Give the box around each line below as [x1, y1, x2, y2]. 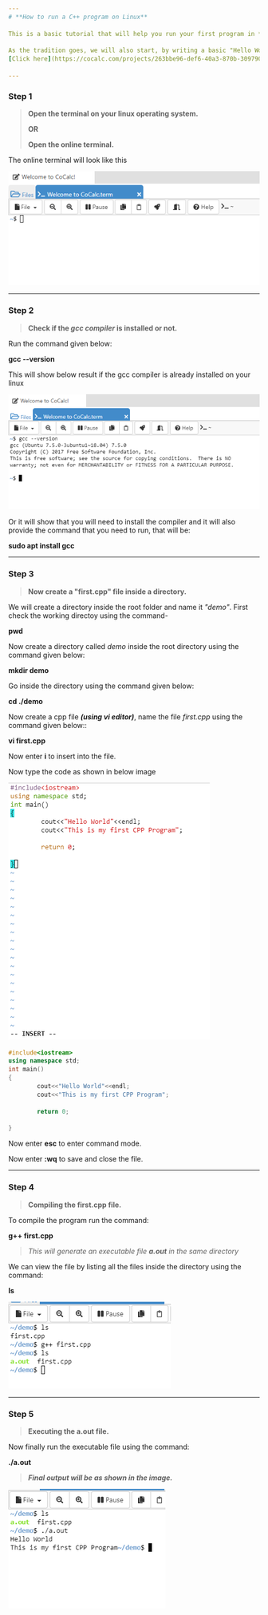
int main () [8, 1066, 45, 1074]
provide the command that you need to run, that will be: [8, 525, 191, 535]
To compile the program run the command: [8, 1215, 149, 1225]
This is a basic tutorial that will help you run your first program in [8, 30, 255, 38]
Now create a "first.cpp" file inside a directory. [27, 587, 187, 596]
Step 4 [8, 1182, 34, 1193]
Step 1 [8, 90, 33, 101]
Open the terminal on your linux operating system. [27, 109, 199, 119]
